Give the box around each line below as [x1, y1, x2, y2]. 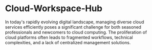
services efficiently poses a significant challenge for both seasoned [5, 24, 142, 30]
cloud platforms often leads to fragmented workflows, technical [5, 34, 133, 40]
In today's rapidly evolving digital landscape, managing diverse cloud [5, 19, 144, 25]
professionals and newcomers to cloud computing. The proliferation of [5, 29, 147, 35]
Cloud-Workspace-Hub [5, 3, 103, 14]
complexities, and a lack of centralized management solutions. [5, 39, 131, 45]
